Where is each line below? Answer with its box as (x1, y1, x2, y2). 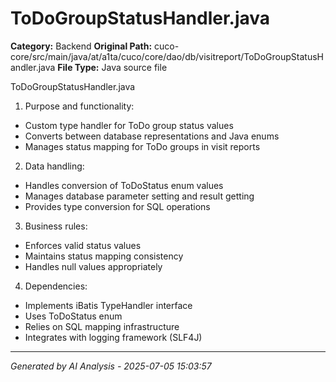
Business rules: (24, 220, 88, 232)
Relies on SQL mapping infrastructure (24, 320, 180, 332)
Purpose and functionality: (24, 100, 135, 112)
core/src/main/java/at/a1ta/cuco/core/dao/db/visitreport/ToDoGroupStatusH (10, 50, 324, 62)
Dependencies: (24, 280, 88, 292)
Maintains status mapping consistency (24, 250, 184, 262)
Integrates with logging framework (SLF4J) (24, 331, 203, 343)
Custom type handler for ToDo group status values (24, 119, 234, 131)
